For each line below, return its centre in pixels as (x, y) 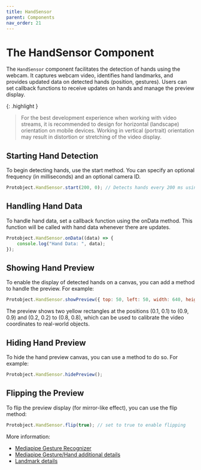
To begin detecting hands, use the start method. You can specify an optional (100, 170)
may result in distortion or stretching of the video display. (91, 137)
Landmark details (36, 461)
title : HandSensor (29, 12)
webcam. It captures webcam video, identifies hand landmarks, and (90, 76)
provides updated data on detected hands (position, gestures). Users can (97, 82)
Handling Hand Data (44, 207)
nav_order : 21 (24, 23)
